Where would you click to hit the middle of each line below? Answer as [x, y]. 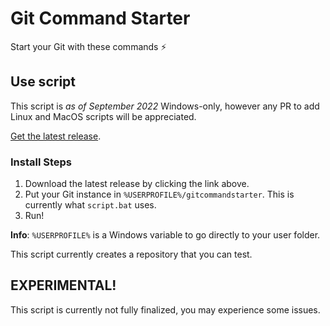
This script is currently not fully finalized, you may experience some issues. [165, 309]
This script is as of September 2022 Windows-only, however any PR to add [165, 106]
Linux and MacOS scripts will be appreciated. [103, 116]
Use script [43, 82]
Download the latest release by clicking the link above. [137, 184]
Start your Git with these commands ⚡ [88, 46]
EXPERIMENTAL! [63, 285]
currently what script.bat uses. [90, 205]
